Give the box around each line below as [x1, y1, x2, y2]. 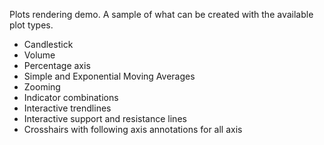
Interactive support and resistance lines [23, 113, 187, 124]
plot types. [9, 19, 54, 31]
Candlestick [23, 39, 74, 50]
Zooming [23, 81, 61, 93]
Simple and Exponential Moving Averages [23, 70, 196, 82]
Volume [23, 49, 56, 61]
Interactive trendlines [23, 102, 112, 114]
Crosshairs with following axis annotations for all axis [23, 124, 243, 135]
